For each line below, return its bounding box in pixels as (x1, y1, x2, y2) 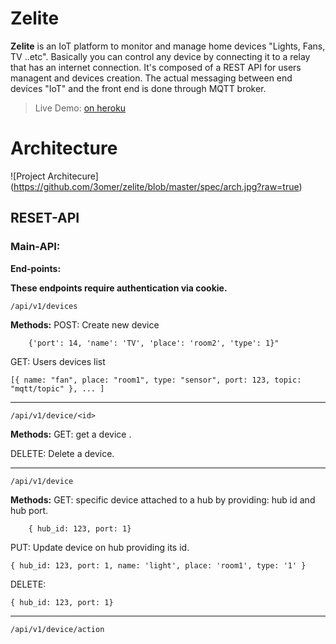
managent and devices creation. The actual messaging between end (10, 72, 293, 84)
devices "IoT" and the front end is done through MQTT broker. (10, 82, 267, 94)
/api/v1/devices (10, 301, 78, 311)
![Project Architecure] (10, 170, 99, 182)
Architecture (10, 137, 118, 160)
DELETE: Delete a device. (10, 447, 115, 459)
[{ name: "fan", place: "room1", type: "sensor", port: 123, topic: (10, 375, 302, 385)
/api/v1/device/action (10, 624, 105, 634)
